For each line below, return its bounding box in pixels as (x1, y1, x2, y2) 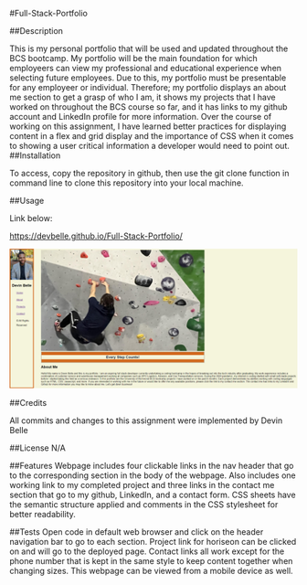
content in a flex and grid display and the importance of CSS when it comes (9, 131, 294, 141)
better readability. (9, 509, 76, 520)
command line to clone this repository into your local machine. (9, 177, 244, 188)
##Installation (9, 150, 61, 161)
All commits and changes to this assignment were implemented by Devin (9, 415, 283, 426)
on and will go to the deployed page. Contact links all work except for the (9, 546, 285, 557)
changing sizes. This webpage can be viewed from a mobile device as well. (9, 566, 294, 577)
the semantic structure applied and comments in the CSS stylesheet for (9, 499, 279, 510)
